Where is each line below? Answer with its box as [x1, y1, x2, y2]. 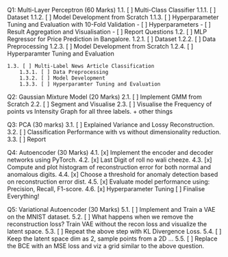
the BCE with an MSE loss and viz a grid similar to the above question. [7, 242, 205, 249]
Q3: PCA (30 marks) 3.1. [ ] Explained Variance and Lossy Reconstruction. [7, 121, 215, 129]
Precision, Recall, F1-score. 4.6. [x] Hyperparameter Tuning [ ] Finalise [7, 185, 205, 193]
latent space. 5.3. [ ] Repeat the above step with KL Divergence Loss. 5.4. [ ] [7, 228, 222, 235]
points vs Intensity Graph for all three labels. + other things [7, 108, 173, 115]
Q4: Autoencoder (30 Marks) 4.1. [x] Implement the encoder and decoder [7, 149, 214, 156]
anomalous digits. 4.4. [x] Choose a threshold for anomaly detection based [7, 171, 218, 178]
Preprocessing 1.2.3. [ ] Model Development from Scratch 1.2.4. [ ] [7, 42, 194, 50]
